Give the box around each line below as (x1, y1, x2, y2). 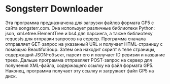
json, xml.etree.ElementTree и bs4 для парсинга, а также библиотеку (5, 30, 153, 36)
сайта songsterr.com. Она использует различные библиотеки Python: (5, 25, 155, 31)
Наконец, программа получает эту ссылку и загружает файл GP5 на (5, 67, 154, 73)
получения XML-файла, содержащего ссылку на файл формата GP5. (5, 62, 154, 68)
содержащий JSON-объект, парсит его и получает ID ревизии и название (5, 51, 165, 58)
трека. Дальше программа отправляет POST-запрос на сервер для (5, 57, 152, 63)
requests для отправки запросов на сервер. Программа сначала (5, 36, 146, 42)
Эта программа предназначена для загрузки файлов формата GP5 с (5, 20, 154, 26)
